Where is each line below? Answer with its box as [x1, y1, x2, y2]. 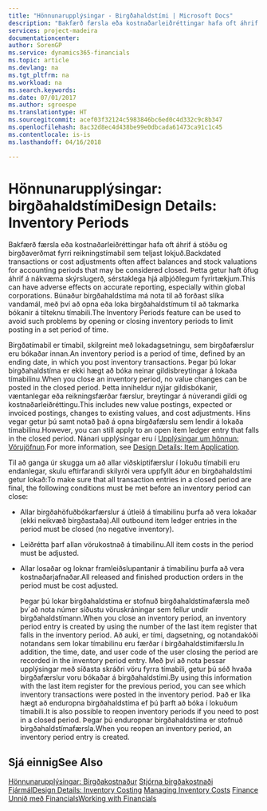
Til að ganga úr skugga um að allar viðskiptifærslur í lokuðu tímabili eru [8, 457, 241, 468]
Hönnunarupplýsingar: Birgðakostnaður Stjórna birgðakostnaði [8, 777, 214, 786]
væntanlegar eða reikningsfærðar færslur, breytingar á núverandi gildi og [8, 391, 248, 401]
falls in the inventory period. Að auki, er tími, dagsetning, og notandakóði [19, 630, 259, 640]
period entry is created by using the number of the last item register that [19, 621, 257, 632]
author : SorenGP [8, 42, 62, 50]
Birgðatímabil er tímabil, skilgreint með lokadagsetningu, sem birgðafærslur [8, 341, 254, 350]
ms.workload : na [8, 78, 62, 86]
